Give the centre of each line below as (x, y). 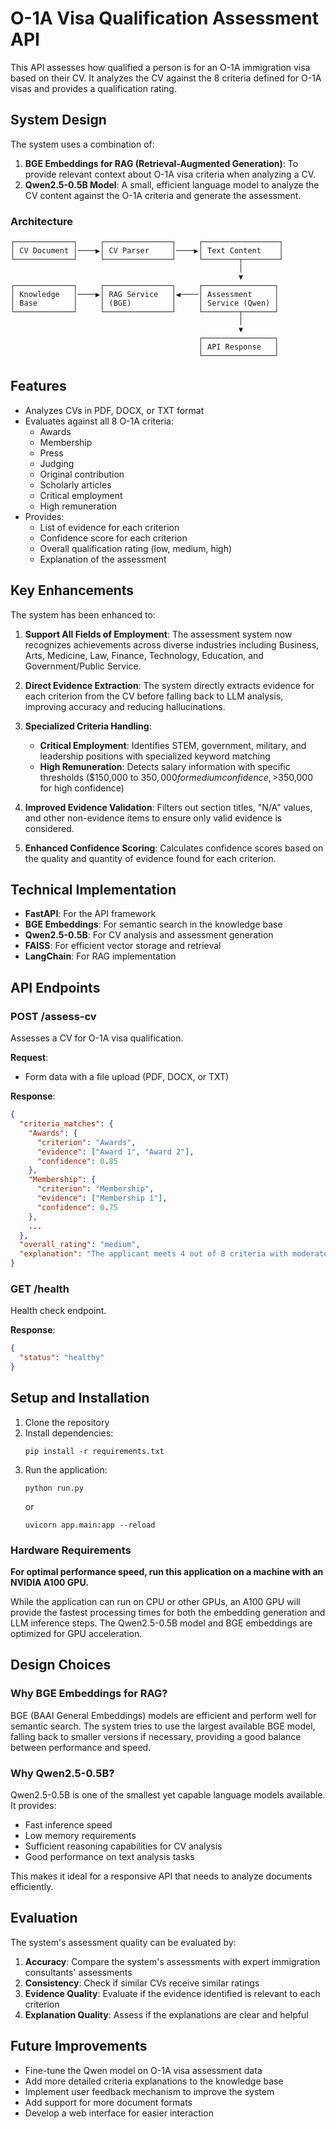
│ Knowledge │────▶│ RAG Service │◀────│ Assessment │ (145, 295)
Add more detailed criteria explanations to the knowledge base (154, 2081)
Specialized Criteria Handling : (88, 726)
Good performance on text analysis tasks (109, 1857)
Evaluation (44, 1918)
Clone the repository (67, 1422)
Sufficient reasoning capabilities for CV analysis (123, 1846)
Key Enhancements (72, 590)
